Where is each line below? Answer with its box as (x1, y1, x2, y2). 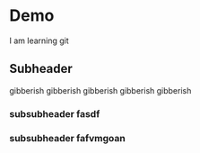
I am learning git (9, 35, 69, 46)
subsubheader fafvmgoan (9, 131, 126, 144)
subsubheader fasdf (9, 107, 100, 120)
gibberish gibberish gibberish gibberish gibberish (9, 85, 192, 95)
